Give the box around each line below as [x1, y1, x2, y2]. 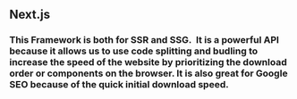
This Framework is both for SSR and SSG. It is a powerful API [9, 34, 280, 46]
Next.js [9, 7, 51, 22]
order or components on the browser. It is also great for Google [9, 67, 288, 79]
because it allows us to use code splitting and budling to [9, 45, 259, 57]
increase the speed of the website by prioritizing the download [9, 56, 288, 69]
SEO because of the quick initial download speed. [9, 78, 230, 91]
